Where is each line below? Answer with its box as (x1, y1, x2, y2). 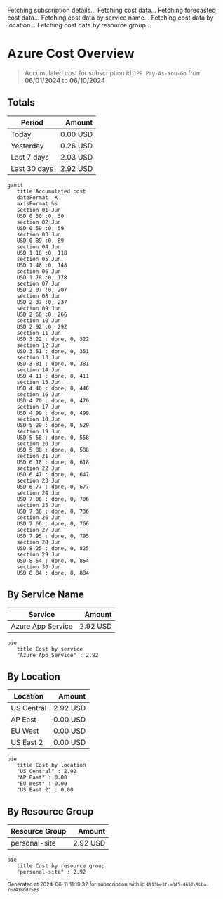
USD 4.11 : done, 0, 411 (16, 372, 90, 379)
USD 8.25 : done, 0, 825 (16, 544, 90, 551)
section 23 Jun (16, 477, 61, 484)
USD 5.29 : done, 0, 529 (16, 421, 90, 428)
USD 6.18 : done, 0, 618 (16, 459, 90, 466)
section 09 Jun (16, 305, 61, 312)
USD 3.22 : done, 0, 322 (16, 336, 90, 343)
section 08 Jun (16, 292, 61, 300)
